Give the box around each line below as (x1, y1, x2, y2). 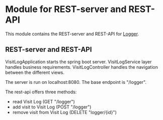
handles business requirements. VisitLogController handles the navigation (5, 64, 158, 70)
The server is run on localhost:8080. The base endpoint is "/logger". (5, 79, 147, 85)
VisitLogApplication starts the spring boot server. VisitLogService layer (5, 59, 152, 65)
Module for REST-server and (5, 4, 127, 15)
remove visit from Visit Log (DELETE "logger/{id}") (12, 109, 117, 115)
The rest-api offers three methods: (5, 89, 77, 95)
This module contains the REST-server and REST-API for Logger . (5, 31, 139, 37)
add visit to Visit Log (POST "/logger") (12, 104, 92, 110)
